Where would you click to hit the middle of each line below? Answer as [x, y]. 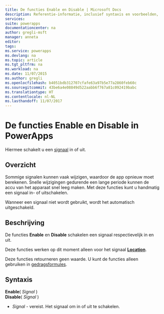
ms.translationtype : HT [29, 92]
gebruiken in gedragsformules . [36, 264]
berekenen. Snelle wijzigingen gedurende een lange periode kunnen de [77, 182]
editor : [13, 42]
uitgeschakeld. [20, 207]
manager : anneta [22, 37]
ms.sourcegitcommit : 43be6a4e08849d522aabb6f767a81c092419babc [71, 87]
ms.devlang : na [21, 55]
